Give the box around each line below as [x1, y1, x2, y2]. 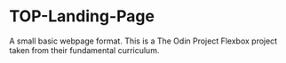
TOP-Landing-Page [9, 6, 155, 27]
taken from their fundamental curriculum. [9, 44, 160, 55]
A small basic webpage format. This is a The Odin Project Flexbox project [9, 35, 278, 46]
